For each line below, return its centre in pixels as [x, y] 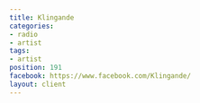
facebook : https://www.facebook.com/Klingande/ [100, 76]
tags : [19, 51]
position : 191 [36, 68]
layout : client [38, 84]
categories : [32, 26]
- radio [24, 34]
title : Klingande [42, 17]
